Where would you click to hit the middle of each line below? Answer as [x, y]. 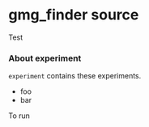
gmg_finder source [74, 15]
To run [19, 116]
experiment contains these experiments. [75, 76]
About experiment [45, 58]
